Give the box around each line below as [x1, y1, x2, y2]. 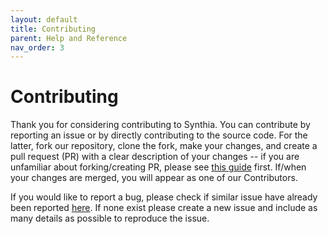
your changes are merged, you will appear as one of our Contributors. [10, 172, 298, 184]
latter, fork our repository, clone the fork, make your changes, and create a [10, 140, 318, 152]
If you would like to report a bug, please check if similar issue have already [10, 191, 318, 203]
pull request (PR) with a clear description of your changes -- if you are [10, 151, 300, 163]
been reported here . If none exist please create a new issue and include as [10, 202, 318, 214]
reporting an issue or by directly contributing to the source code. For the [10, 129, 308, 141]
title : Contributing [10, 24, 97, 34]
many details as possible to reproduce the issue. [10, 212, 210, 225]
